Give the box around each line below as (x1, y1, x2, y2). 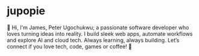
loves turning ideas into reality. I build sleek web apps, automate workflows (7, 30, 193, 37)
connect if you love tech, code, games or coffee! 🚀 (7, 43, 132, 50)
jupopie (7, 4, 46, 18)
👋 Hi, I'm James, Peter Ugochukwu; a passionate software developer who (7, 24, 189, 31)
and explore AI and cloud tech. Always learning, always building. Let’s (7, 36, 180, 43)
